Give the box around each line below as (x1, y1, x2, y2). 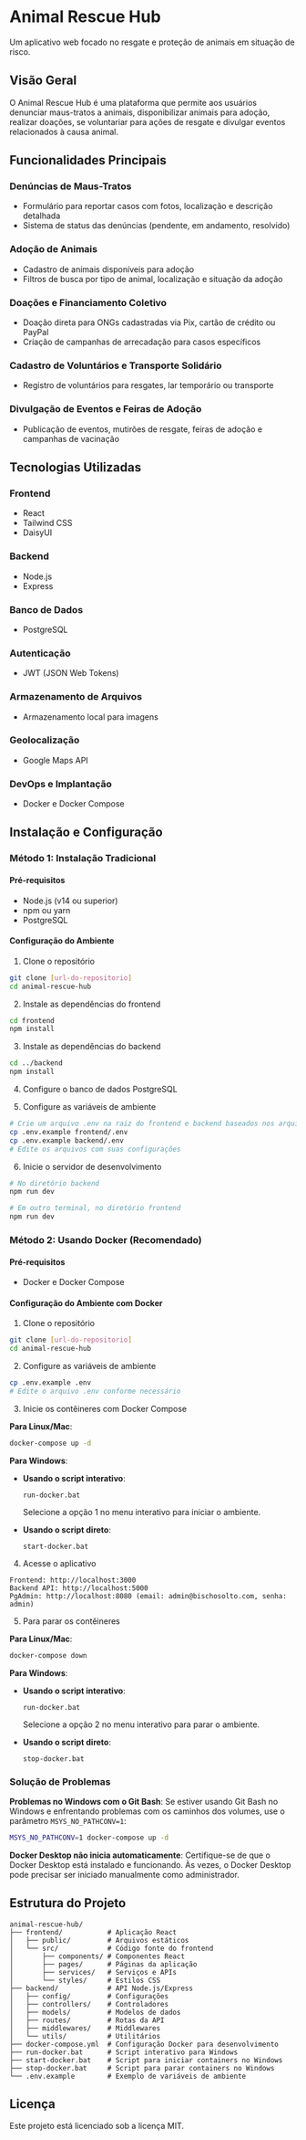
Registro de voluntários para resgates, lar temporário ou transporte (22, 380, 274, 391)
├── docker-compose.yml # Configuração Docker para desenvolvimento (9, 2040, 280, 2049)
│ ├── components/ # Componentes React (9, 1952, 185, 1961)
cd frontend (9, 1016, 55, 1025)
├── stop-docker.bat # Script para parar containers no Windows (9, 2063, 275, 2072)
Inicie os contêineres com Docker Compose (22, 1403, 188, 1414)
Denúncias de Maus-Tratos (9, 180, 132, 193)
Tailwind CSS (22, 518, 73, 529)
